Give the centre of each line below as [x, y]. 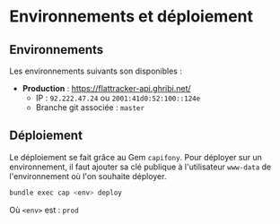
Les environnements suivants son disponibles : [96, 71]
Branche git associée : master [90, 108]
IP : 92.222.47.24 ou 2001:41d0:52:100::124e [118, 98]
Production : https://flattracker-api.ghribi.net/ [106, 88]
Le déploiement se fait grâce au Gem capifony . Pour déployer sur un [136, 157]
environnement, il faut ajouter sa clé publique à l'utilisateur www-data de [140, 167]
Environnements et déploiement [131, 17]
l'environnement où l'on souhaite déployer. [88, 176]
